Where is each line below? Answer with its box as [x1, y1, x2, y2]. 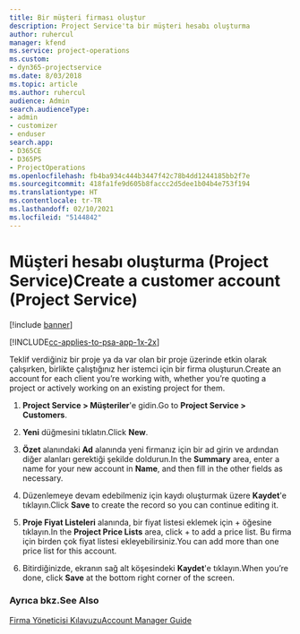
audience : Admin [9, 96, 70, 106]
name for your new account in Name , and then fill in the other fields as [21, 463, 284, 474]
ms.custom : [9, 55, 50, 64]
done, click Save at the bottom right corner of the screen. [21, 572, 236, 583]
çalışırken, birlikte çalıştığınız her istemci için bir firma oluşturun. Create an [9, 364, 282, 374]
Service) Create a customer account [9, 270, 280, 291]
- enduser [9, 130, 47, 139]
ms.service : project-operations [9, 47, 130, 56]
